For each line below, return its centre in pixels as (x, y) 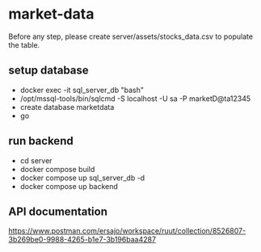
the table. (24, 44)
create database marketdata (67, 107)
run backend (41, 141)
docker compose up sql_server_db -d (82, 178)
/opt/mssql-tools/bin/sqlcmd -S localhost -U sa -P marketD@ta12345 (135, 99)
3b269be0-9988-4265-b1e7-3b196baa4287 (82, 240)
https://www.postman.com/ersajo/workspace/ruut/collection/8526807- (127, 231)
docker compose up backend (69, 186)
